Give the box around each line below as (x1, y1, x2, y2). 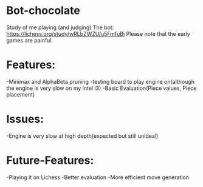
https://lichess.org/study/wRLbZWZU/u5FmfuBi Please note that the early (6, 30, 190, 37)
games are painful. (6, 36, 53, 44)
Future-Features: (6, 154, 94, 167)
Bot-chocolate (6, 4, 80, 18)
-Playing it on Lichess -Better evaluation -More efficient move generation (6, 174, 190, 181)
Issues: (6, 112, 44, 126)
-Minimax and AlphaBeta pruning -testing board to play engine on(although (6, 78, 194, 85)
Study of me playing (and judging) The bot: (6, 24, 114, 31)
